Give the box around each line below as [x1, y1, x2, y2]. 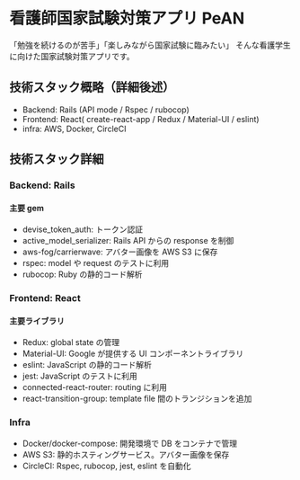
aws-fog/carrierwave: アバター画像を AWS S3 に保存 [22, 246, 218, 257]
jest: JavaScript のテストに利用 [22, 370, 137, 382]
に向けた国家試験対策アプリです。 [9, 50, 135, 61]
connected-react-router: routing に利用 [22, 382, 168, 393]
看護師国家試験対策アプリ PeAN [9, 8, 245, 29]
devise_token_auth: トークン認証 [22, 224, 144, 235]
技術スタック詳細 [9, 152, 104, 167]
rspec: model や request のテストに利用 [22, 258, 169, 269]
